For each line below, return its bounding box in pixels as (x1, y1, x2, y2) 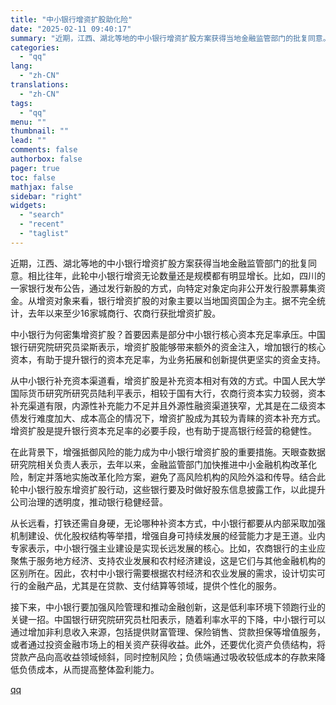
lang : (10, 61, 33, 71)
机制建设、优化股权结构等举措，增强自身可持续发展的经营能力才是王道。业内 (10, 529, 326, 541)
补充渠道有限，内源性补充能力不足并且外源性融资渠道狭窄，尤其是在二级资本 (10, 399, 326, 411)
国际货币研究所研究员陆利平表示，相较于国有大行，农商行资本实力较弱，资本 (10, 387, 326, 399)
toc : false (10, 172, 56, 183)
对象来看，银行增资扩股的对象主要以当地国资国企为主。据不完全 (53, 294, 317, 306)
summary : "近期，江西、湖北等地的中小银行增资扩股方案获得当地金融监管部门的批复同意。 (10, 33, 331, 43)
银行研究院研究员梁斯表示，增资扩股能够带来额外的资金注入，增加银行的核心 (10, 341, 326, 353)
